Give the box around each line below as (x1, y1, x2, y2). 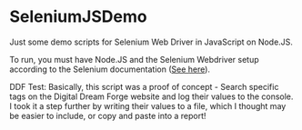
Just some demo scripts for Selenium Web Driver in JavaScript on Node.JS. (9, 36, 294, 47)
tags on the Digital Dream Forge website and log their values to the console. (9, 91, 294, 102)
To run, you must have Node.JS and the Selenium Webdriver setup (9, 54, 259, 65)
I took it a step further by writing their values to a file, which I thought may (9, 100, 287, 111)
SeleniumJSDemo (9, 6, 147, 27)
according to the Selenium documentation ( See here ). (9, 64, 211, 75)
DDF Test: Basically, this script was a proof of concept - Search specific (9, 81, 279, 92)
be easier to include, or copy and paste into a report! (9, 110, 206, 121)
